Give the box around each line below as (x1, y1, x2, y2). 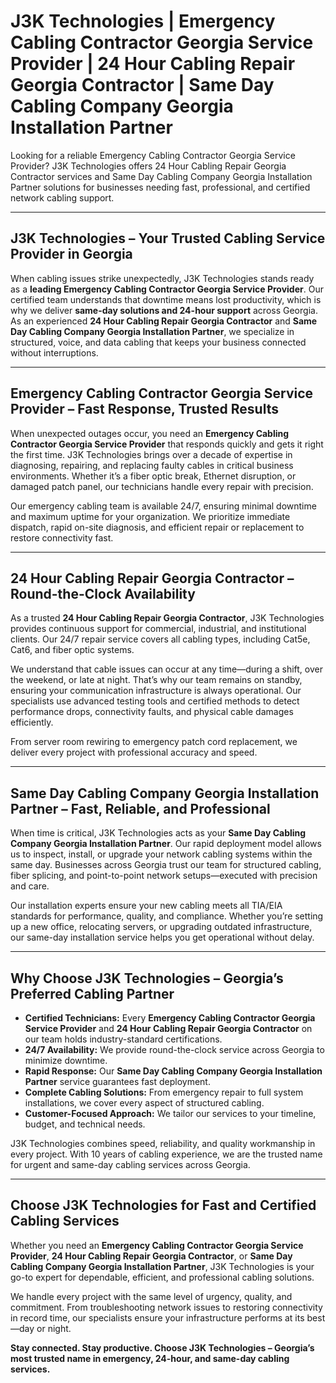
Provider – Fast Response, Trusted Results (10, 401, 279, 418)
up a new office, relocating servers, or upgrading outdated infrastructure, (10, 921, 313, 933)
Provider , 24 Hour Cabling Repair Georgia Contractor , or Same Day (10, 1250, 293, 1262)
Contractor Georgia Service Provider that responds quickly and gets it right (10, 438, 324, 450)
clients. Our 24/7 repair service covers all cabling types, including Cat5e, (10, 633, 311, 645)
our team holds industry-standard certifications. (24, 1033, 223, 1045)
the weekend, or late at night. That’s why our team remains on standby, (10, 674, 303, 686)
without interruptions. (10, 346, 99, 359)
